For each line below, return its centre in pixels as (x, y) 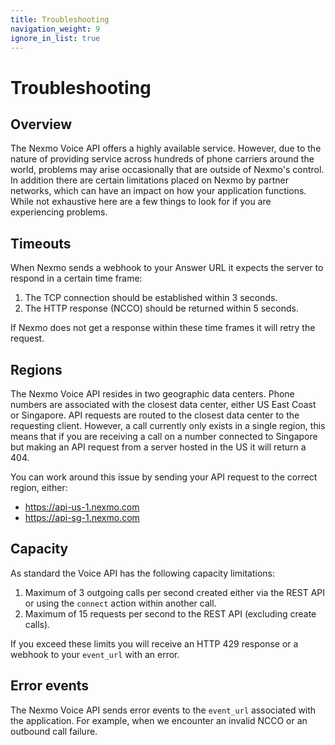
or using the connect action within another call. (120, 603)
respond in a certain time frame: (76, 278)
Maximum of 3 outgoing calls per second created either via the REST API (175, 592)
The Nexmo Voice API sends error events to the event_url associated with (163, 710)
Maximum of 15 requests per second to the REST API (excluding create (170, 613)
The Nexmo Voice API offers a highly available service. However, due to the (166, 148)
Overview (41, 124)
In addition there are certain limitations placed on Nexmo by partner (149, 180)
